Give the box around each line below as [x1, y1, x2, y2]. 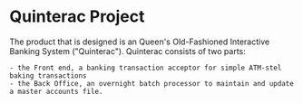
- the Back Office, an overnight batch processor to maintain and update [9, 79, 295, 88]
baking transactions [9, 70, 88, 80]
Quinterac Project [9, 6, 145, 27]
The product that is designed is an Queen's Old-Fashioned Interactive [9, 36, 270, 47]
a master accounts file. [9, 87, 103, 96]
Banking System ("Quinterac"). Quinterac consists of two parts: [9, 45, 247, 56]
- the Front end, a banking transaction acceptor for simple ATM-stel [9, 63, 282, 72]
